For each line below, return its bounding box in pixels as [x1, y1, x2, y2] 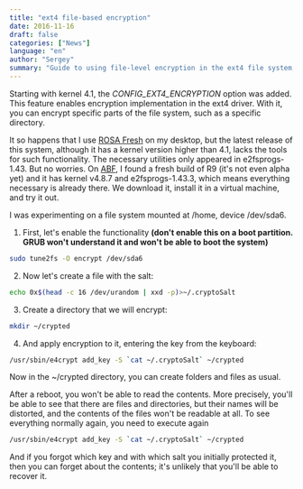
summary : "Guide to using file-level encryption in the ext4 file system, [9, 64, 297, 73]
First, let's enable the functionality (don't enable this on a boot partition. [22, 226, 293, 237]
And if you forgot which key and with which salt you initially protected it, [9, 452, 277, 463]
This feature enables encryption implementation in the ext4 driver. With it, [9, 97, 283, 108]
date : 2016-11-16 [9, 22, 75, 31]
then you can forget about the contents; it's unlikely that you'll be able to [9, 461, 279, 472]
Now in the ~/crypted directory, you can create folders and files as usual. [9, 372, 281, 383]
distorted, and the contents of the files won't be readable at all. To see [9, 408, 271, 420]
